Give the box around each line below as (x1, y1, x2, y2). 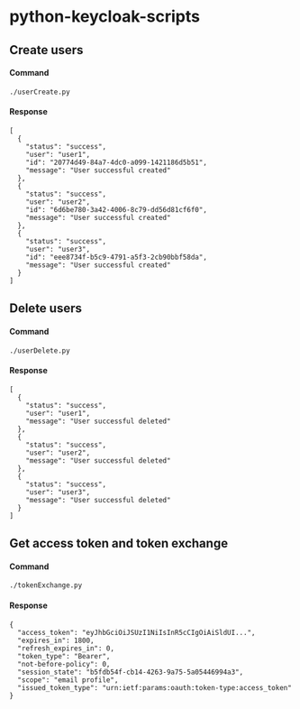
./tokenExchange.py (9, 581, 83, 590)
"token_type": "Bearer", (17, 651, 111, 660)
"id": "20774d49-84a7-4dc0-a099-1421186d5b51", (25, 158, 207, 167)
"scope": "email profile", (17, 675, 119, 685)
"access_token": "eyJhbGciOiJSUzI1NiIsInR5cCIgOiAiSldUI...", (17, 628, 256, 637)
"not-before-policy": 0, (17, 659, 111, 668)
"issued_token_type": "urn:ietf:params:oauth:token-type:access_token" (17, 683, 293, 692)
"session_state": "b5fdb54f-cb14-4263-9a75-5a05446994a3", (17, 668, 244, 677)
